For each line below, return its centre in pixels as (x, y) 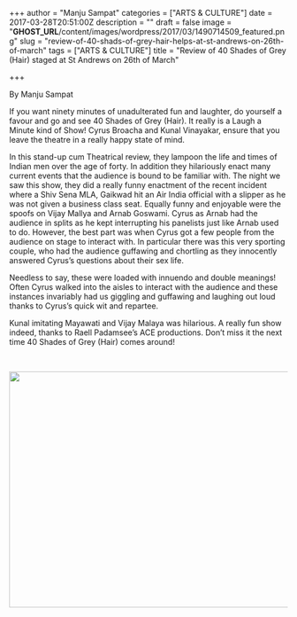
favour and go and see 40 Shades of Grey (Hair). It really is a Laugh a (136, 121)
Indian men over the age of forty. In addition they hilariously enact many (140, 166)
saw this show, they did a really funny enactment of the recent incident (138, 185)
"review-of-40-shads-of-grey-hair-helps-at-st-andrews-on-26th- (164, 41)
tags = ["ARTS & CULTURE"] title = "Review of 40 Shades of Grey (168, 51)
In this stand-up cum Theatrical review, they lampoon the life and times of (143, 157)
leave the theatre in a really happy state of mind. (97, 140)
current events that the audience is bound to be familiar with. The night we (145, 176)
